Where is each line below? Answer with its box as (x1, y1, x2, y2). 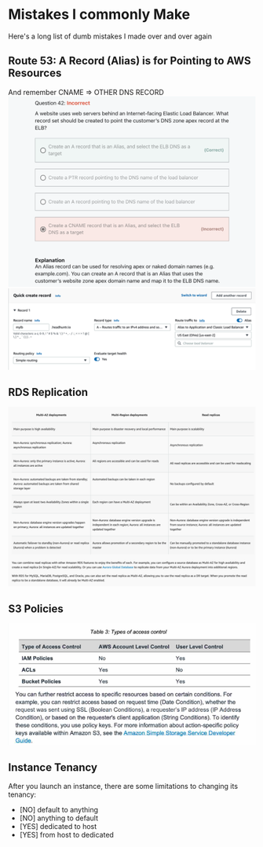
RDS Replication (8, 385, 89, 398)
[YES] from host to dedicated (19, 830, 114, 839)
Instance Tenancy (8, 761, 98, 774)
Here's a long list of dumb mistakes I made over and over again (8, 31, 212, 41)
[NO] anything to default (19, 813, 99, 823)
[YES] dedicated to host (19, 821, 97, 830)
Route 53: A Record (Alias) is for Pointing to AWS (8, 54, 251, 68)
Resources (8, 67, 62, 80)
